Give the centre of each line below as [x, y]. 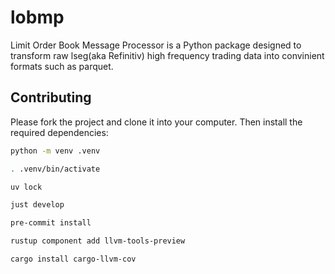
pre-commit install [51, 223]
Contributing [51, 97]
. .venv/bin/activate [55, 169]
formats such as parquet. [62, 66]
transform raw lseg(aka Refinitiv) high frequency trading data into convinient [167, 55]
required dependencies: [59, 132]
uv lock [26, 187]
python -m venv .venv [55, 151]
